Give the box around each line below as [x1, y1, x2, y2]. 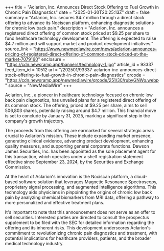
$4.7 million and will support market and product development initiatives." [5, 41, 153, 46]
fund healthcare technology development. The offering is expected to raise [5, 35, 157, 41]
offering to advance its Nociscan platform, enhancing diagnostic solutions [5, 20, 154, 26]
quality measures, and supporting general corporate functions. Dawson [5, 143, 149, 149]
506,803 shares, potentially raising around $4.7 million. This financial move [5, 108, 157, 113]
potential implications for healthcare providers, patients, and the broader [5, 235, 152, 241]
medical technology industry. [5, 241, 64, 246]
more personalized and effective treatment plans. [5, 200, 104, 205]
